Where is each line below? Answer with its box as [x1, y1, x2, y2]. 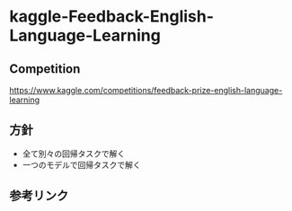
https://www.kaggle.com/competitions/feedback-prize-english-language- [9, 85, 283, 95]
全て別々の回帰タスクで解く [22, 148, 126, 159]
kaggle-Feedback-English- [9, 6, 214, 27]
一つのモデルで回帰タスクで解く [22, 159, 141, 170]
